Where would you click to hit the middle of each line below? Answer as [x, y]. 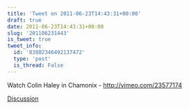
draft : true [24, 20]
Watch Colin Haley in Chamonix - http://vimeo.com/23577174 [95, 85]
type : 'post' [32, 59]
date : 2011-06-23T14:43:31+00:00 [56, 26]
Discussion [23, 99]
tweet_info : [24, 46]
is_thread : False [39, 65]
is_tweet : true [29, 40]
